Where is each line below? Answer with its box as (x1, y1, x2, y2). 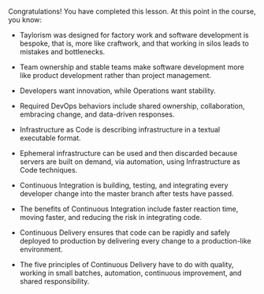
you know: (8, 15, 42, 24)
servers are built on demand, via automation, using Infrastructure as (19, 157, 240, 166)
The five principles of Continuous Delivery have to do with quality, (19, 260, 234, 269)
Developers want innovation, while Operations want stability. (19, 86, 217, 95)
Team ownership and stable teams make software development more (19, 62, 244, 72)
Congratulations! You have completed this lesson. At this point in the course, (8, 7, 256, 16)
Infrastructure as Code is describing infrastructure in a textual (19, 125, 221, 134)
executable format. (19, 133, 81, 143)
